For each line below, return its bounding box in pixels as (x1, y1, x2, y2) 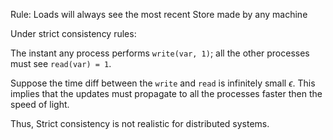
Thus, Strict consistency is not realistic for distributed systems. (10, 118, 270, 129)
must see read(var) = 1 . (10, 58, 112, 69)
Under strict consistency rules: (10, 28, 137, 39)
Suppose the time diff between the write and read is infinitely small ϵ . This (10, 77, 316, 89)
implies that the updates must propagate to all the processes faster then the (10, 88, 323, 99)
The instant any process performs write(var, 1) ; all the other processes (10, 47, 310, 59)
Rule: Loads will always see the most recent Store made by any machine (10, 9, 308, 20)
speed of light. (10, 99, 70, 110)
